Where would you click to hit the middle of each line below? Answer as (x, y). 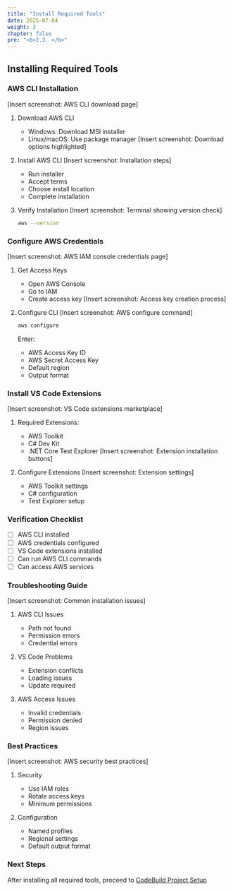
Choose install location (61, 189)
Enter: (26, 339)
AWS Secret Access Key (63, 360)
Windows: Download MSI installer (76, 131)
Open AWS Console (57, 284)
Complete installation (58, 196)
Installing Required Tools (63, 69)
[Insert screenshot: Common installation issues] (76, 601)
